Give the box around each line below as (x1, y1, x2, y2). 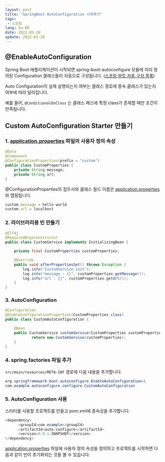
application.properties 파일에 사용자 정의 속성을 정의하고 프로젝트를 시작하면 (5, 446, 153, 452)
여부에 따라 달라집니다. (5, 89, 49, 95)
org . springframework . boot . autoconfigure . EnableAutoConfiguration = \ (5, 378, 146, 384)
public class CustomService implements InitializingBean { (5, 240, 129, 245)
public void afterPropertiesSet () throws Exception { (14, 262, 126, 267)
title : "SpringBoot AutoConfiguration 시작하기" (5, 12, 102, 17)
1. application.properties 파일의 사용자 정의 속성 (5, 138, 116, 144)
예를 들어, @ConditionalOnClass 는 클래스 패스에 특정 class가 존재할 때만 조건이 (5, 99, 158, 106)
